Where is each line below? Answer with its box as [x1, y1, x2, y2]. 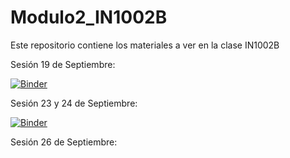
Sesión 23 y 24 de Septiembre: [10, 97, 138, 109]
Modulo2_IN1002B [10, 6, 168, 29]
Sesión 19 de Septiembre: [10, 58, 116, 70]
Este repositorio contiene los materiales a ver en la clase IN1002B [10, 39, 280, 51]
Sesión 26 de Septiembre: [10, 136, 118, 148]
